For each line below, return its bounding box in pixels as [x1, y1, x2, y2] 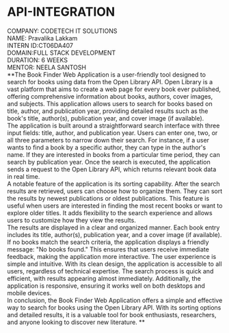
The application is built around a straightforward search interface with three [7, 121, 220, 129]
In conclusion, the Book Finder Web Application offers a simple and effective [7, 296, 223, 304]
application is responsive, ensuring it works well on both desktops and [7, 282, 205, 290]
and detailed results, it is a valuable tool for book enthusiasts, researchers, [7, 310, 217, 319]
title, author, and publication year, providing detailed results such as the [7, 107, 208, 115]
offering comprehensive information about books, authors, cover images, [7, 92, 213, 100]
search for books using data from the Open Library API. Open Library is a [7, 77, 213, 86]
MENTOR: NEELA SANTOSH [7, 63, 87, 71]
